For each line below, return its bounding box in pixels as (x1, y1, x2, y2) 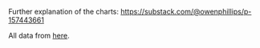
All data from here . (8, 31, 70, 40)
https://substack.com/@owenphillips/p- (120, 7, 252, 16)
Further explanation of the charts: (8, 7, 119, 16)
